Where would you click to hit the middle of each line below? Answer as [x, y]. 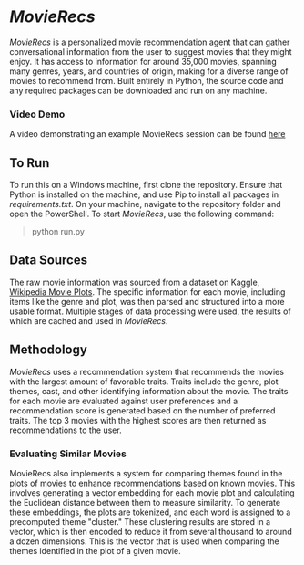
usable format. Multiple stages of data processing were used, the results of [150, 311]
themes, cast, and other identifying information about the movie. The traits [149, 391]
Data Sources [49, 261]
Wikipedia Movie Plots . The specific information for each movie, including [147, 292]
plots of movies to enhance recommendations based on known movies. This [152, 483]
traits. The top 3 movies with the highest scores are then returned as [138, 420]
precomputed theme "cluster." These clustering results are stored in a [140, 521]
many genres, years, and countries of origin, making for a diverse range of [149, 71]
